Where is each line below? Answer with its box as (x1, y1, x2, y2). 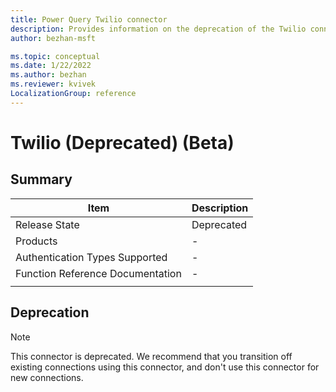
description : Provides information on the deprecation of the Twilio (10, 24, 307, 34)
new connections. (10, 371, 84, 383)
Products (15, 234, 58, 248)
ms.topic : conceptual (10, 51, 101, 61)
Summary (10, 171, 73, 188)
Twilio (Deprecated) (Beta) (10, 131, 235, 154)
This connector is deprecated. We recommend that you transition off (10, 350, 293, 362)
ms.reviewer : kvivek (10, 79, 97, 90)
